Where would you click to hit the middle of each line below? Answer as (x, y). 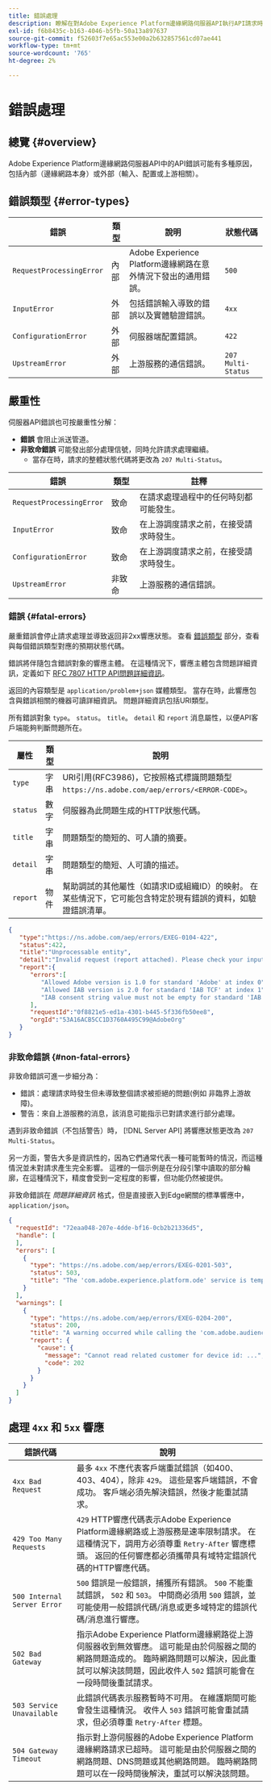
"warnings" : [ (39, 1303)
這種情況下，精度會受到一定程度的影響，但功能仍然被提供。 (128, 1178)
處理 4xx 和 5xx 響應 (56, 1427)
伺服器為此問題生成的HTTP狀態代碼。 (134, 810)
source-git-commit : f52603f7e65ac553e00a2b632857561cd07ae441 (115, 38)
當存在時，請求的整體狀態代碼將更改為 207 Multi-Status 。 (129, 459)
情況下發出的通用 (169, 276)
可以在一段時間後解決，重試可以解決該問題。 (169, 1773)
